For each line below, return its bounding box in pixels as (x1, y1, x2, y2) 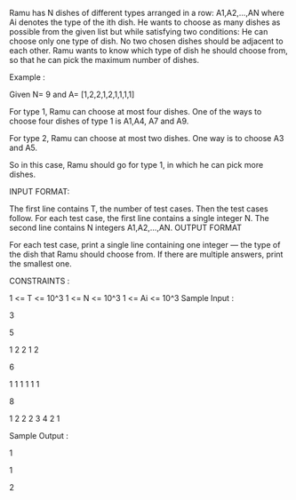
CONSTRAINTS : (9, 275, 70, 286)
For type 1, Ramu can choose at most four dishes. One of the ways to (9, 107, 262, 116)
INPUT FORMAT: (9, 187, 70, 196)
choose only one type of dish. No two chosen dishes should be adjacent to (9, 36, 284, 46)
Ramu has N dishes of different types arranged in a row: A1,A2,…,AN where (9, 8, 284, 18)
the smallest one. (9, 258, 73, 269)
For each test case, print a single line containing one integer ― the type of (9, 240, 281, 250)
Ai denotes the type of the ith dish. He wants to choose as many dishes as (9, 17, 281, 28)
